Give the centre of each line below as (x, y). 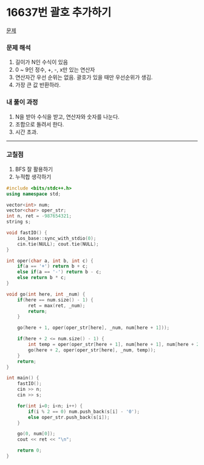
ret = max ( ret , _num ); (57, 305)
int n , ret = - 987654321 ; (39, 216)
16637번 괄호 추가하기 (59, 12)
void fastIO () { (27, 233)
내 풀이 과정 (22, 102)
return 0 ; (30, 450)
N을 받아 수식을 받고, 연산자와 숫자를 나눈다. (67, 117)
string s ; (19, 222)
